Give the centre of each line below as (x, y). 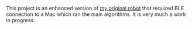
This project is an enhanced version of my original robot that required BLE (95, 8)
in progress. (20, 20)
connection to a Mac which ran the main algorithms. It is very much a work (96, 14)
